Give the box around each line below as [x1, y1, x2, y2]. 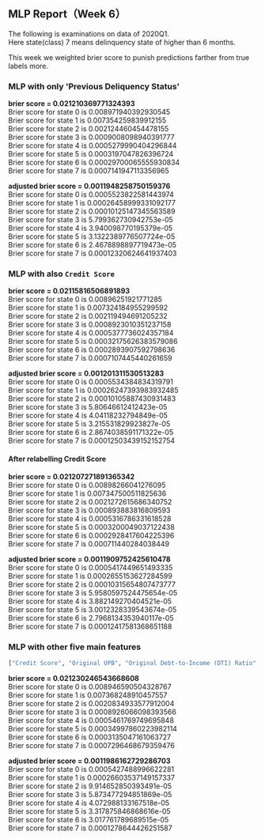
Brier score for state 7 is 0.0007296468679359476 [8, 740, 176, 750]
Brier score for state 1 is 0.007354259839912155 [8, 115, 167, 125]
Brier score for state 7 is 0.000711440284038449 [8, 539, 170, 548]
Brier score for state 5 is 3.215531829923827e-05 [8, 419, 171, 429]
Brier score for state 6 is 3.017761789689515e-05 [8, 814, 169, 824]
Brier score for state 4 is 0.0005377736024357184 [8, 328, 174, 338]
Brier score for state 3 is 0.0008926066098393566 [8, 707, 176, 716]
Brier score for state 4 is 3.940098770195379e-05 [8, 224, 173, 233]
